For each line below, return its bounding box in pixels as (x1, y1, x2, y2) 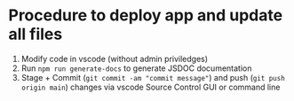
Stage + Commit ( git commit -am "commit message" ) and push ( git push (20, 72, 285, 82)
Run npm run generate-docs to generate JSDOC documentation (20, 63, 252, 74)
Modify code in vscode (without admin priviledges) (20, 53, 209, 64)
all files (8, 24, 63, 44)
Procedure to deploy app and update (8, 5, 283, 26)
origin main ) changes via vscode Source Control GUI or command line (20, 82, 281, 92)
